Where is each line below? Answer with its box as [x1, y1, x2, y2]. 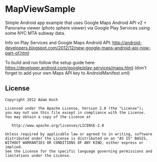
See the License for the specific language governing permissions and [5, 149, 153, 154]
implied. [5, 144, 23, 149]
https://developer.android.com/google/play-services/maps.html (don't [5, 65, 147, 71]
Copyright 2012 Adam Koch [5, 97, 58, 102]
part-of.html [5, 50, 29, 56]
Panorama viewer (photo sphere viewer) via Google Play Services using [5, 25, 150, 30]
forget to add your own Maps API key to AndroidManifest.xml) [5, 70, 130, 76]
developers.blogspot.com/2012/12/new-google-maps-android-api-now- [5, 45, 151, 51]
